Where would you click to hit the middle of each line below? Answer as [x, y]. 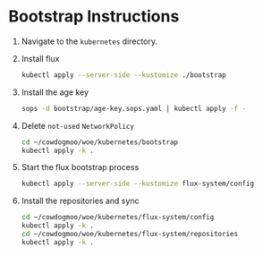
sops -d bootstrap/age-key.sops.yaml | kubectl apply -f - [134, 108]
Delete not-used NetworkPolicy [78, 125]
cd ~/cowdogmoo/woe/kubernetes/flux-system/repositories [130, 235]
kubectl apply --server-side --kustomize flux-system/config [138, 184]
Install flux [40, 58]
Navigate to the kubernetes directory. [89, 41]
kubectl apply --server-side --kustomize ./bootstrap [123, 75]
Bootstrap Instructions [94, 17]
